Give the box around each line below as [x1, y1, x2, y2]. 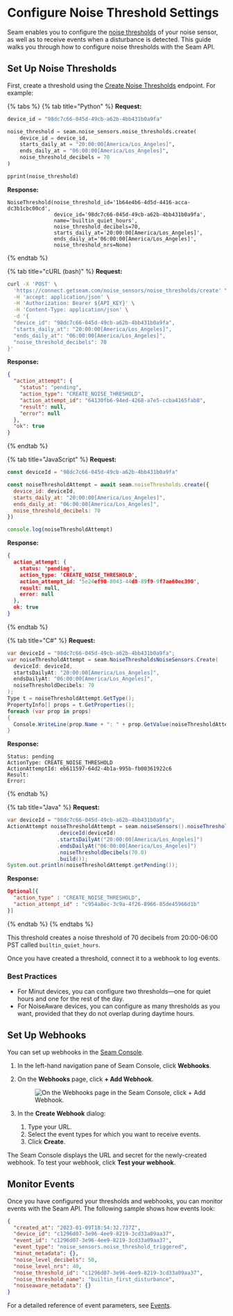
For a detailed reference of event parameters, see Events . [7, 1301, 172, 1310]
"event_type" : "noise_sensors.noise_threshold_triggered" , [13, 1244, 188, 1251]
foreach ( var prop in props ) [7, 707, 92, 715]
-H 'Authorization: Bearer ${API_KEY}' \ [13, 300, 135, 307]
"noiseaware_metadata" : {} [13, 1282, 92, 1290]
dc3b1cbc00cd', [7, 205, 51, 212]
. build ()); [56, 855, 89, 862]
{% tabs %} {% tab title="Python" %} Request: [7, 102, 142, 110]
